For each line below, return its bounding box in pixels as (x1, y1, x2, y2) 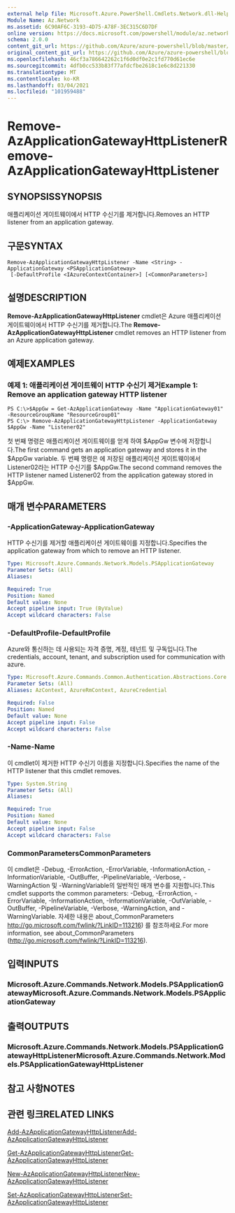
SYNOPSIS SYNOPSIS (7, 190, 103, 203)
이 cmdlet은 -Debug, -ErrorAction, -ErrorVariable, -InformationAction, (7, 865, 206, 874)
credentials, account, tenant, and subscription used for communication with (7, 653, 225, 661)
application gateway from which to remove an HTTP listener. (7, 547, 182, 555)
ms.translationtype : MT (7, 69, 77, 76)
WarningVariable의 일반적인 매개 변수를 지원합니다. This (62, 882, 215, 890)
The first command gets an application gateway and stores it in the (14, 445, 208, 454)
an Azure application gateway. (7, 336, 94, 344)
